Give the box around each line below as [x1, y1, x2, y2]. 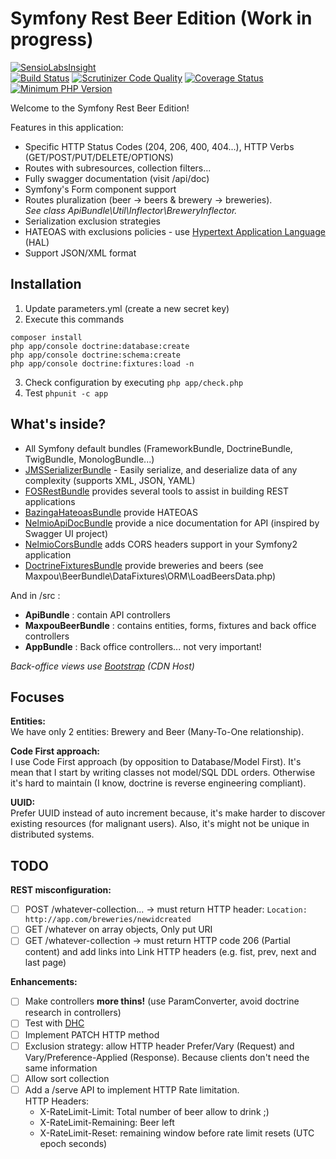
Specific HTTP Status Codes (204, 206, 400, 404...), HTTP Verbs [24, 140, 295, 152]
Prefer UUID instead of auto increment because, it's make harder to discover [10, 807, 326, 819]
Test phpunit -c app [24, 387, 109, 399]
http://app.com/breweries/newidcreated [24, 915, 192, 925]
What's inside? [10, 416, 107, 433]
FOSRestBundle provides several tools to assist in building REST [24, 485, 290, 497]
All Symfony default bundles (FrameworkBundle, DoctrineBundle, [24, 442, 293, 454]
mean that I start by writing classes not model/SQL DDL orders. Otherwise [10, 767, 316, 779]
